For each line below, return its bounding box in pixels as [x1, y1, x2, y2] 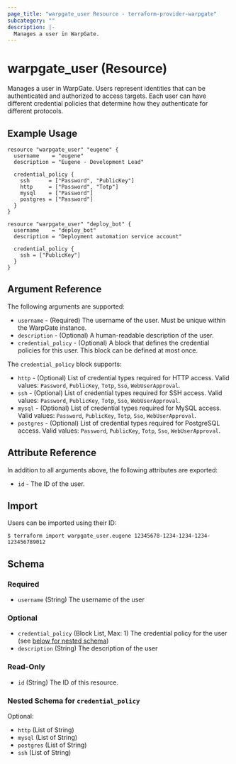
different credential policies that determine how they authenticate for [7, 99, 208, 108]
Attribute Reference [7, 447, 97, 459]
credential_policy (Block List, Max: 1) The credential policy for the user [17, 629, 227, 638]
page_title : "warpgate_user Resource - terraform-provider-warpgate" [7, 10, 218, 18]
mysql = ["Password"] [20, 189, 94, 196]
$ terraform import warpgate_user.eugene [7, 533, 132, 540]
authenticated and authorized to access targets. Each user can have [7, 92, 207, 100]
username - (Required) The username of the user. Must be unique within [17, 316, 226, 324]
